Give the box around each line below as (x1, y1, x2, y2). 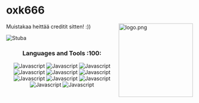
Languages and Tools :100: (22, 49, 102, 57)
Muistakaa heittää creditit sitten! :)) (6, 23, 91, 30)
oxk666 (6, 4, 45, 17)
